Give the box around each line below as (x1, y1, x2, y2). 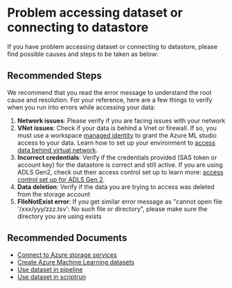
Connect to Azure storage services (17, 251, 118, 259)
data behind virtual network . (17, 145, 98, 154)
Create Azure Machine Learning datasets (17, 258, 135, 266)
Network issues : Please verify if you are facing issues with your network (17, 116, 226, 125)
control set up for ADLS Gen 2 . (17, 175, 105, 183)
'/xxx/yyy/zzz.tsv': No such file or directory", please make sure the (17, 204, 208, 213)
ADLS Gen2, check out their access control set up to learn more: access (17, 168, 224, 176)
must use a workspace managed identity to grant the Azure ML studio (17, 131, 217, 139)
